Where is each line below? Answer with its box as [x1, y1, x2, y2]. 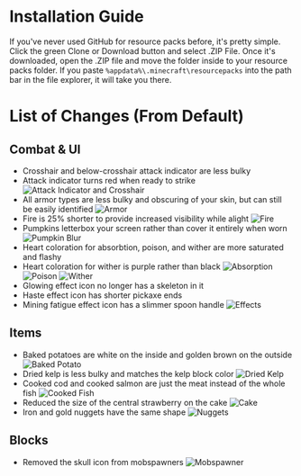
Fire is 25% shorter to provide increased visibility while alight [22, 213, 250, 224]
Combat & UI [9, 141, 81, 157]
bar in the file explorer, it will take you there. [9, 74, 172, 85]
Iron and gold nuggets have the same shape [22, 407, 187, 418]
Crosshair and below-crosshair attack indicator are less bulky [22, 165, 251, 176]
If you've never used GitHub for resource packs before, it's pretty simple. [9, 36, 281, 47]
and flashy [22, 251, 62, 262]
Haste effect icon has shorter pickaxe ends [22, 290, 183, 301]
